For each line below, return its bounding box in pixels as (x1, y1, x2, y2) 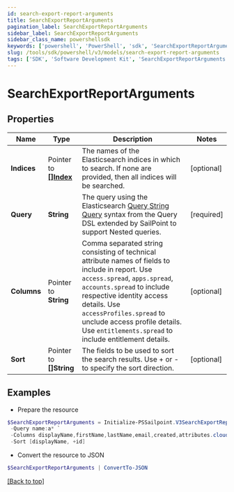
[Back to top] (7, 477, 45, 485)
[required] (190, 209, 224, 219)
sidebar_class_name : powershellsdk (7, 36, 111, 43)
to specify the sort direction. (81, 363, 174, 373)
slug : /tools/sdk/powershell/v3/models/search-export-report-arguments (7, 50, 219, 57)
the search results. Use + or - (81, 354, 179, 364)
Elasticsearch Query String (81, 200, 169, 210)
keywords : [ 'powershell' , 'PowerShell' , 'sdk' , (7, 43, 148, 50)
